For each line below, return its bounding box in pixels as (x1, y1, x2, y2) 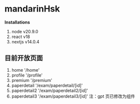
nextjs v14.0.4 (11, 39, 40, 44)
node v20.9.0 (11, 28, 38, 34)
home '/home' (11, 67, 40, 73)
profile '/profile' (11, 72, 43, 78)
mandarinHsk (4, 3, 60, 14)
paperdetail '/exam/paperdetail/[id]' (11, 82, 83, 88)
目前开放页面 (4, 54, 43, 62)
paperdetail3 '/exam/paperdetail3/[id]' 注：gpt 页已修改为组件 (11, 93, 135, 99)
